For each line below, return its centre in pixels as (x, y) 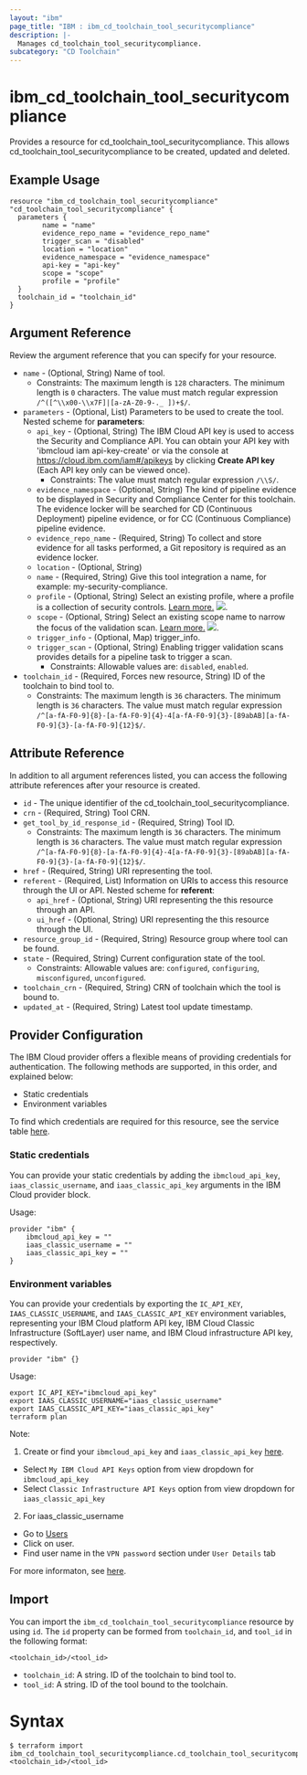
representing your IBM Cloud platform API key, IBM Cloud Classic (132, 1323)
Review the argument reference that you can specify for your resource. (143, 355)
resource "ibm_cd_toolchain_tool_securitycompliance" (114, 201)
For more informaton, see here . (68, 1570)
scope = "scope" (73, 273)
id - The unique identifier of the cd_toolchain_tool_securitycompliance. (156, 803)
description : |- (40, 35)
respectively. (33, 1342)
